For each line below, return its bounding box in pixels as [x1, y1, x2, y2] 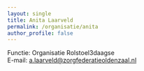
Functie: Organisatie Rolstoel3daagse [7, 49, 115, 57]
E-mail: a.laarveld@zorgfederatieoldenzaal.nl [7, 56, 137, 65]
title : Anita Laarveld [7, 17, 73, 24]
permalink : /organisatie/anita [7, 23, 99, 30]
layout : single [7, 10, 52, 17]
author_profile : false [7, 29, 73, 37]
